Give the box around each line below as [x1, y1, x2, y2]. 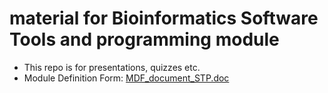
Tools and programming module [9, 28, 280, 51]
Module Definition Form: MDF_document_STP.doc [23, 72, 230, 84]
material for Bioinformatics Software [9, 7, 319, 30]
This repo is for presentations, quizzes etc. [23, 61, 201, 73]
